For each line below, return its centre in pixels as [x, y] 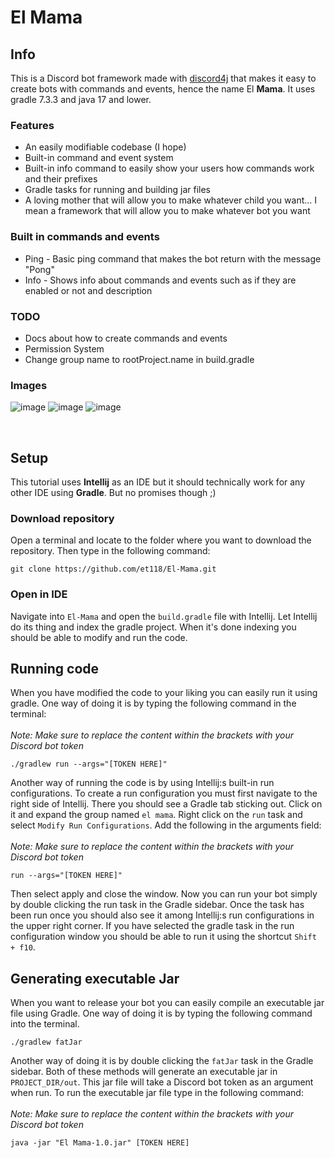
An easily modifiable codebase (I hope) [105, 147]
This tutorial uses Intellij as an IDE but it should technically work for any [158, 482]
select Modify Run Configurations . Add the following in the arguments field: [166, 825]
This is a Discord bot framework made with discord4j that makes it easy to [163, 78]
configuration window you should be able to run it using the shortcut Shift [163, 937]
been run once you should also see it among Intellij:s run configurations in [162, 915]
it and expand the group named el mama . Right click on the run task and [156, 815]
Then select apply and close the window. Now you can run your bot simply [164, 894]
